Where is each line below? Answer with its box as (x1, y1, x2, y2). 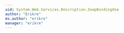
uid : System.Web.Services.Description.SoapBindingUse (5, 7, 120, 12)
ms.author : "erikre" (5, 16, 48, 21)
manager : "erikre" (5, 20, 43, 26)
